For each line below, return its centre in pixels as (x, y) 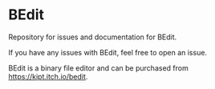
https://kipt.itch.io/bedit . (48, 76)
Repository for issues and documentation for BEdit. (93, 37)
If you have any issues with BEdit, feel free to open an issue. (107, 52)
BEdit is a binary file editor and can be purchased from (98, 68)
